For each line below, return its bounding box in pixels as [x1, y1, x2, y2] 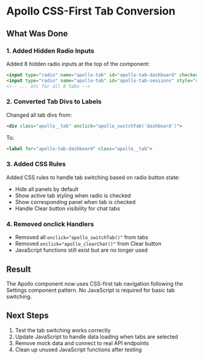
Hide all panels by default [14, 185, 79, 193]
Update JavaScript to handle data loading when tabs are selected [14, 333, 178, 340]
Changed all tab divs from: [6, 111, 72, 119]
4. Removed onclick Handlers [6, 220, 94, 228]
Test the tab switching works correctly [14, 326, 111, 334]
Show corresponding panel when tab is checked [14, 198, 136, 205]
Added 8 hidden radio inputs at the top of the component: [6, 60, 150, 67]
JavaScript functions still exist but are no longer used [14, 246, 148, 254]
